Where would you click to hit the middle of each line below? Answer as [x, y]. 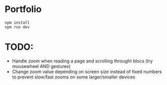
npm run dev [17, 27]
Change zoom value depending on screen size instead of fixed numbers [87, 71]
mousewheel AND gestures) [41, 66]
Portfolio [23, 9]
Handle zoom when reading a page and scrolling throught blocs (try [82, 61]
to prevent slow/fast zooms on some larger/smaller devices [74, 77]
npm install [17, 23]
